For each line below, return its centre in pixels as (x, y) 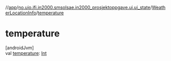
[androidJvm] (20, 48)
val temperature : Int (26, 53)
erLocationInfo (21, 13)
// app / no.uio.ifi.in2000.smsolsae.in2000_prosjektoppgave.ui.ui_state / (79, 7)
